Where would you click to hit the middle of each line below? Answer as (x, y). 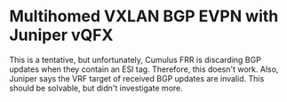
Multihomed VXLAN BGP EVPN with (144, 16)
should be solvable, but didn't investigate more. (96, 88)
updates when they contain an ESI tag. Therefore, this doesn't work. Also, (144, 69)
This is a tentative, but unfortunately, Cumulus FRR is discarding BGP (136, 59)
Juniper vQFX (61, 35)
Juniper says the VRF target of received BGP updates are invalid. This (137, 78)
